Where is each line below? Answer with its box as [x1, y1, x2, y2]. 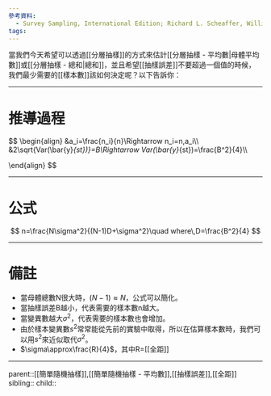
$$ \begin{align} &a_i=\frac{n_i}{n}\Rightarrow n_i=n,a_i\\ [8, 137, 199, 146]
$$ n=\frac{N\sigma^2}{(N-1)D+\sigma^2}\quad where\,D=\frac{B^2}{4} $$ [10, 226, 261, 236]
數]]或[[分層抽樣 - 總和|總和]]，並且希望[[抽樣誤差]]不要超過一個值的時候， [8, 60, 256, 70]
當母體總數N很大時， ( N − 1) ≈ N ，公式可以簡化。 [19, 293, 183, 303]
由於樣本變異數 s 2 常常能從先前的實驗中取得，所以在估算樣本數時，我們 [19, 322, 254, 334]
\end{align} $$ [8, 161, 57, 171]
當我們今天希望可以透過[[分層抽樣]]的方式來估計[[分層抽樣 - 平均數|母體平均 [8, 50, 260, 60]
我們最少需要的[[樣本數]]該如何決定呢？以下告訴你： [8, 70, 181, 80]
